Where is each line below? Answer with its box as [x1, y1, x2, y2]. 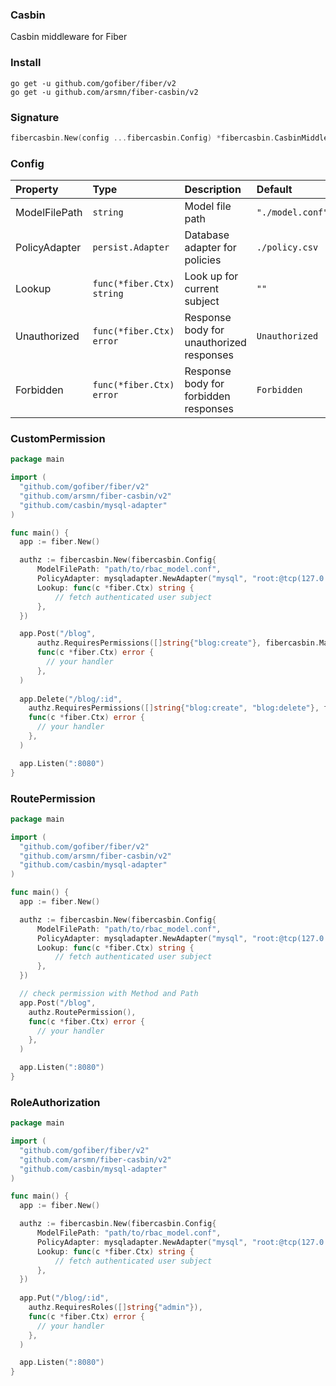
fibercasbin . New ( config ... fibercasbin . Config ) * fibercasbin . [10, 133, 275, 143]
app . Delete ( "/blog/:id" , [19, 694, 123, 704]
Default [256, 183, 293, 197]
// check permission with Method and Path [19, 989, 199, 999]
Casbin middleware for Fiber [10, 31, 128, 43]
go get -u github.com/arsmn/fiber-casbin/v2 [10, 87, 199, 97]
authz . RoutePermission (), [28, 1007, 137, 1017]
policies [184, 253, 222, 267]
